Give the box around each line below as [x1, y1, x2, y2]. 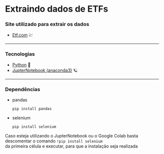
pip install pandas [12, 106, 52, 112]
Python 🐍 [12, 62, 31, 68]
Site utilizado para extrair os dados [5, 21, 89, 28]
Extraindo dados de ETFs [5, 3, 108, 15]
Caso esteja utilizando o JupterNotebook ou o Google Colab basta [5, 133, 138, 139]
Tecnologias [5, 51, 35, 58]
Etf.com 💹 [12, 32, 33, 38]
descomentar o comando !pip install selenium [5, 138, 103, 144]
